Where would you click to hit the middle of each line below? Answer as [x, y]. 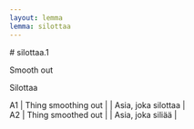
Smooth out [31, 70]
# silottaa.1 [29, 52]
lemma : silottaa [40, 26]
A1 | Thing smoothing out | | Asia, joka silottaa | [97, 104]
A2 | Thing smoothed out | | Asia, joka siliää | [93, 114]
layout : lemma [36, 18]
